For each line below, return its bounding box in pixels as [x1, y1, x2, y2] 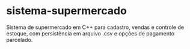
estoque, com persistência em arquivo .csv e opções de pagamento [6, 30, 175, 37]
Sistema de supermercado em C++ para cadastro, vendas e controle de [6, 24, 185, 31]
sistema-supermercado [6, 4, 127, 18]
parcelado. [6, 36, 33, 43]
